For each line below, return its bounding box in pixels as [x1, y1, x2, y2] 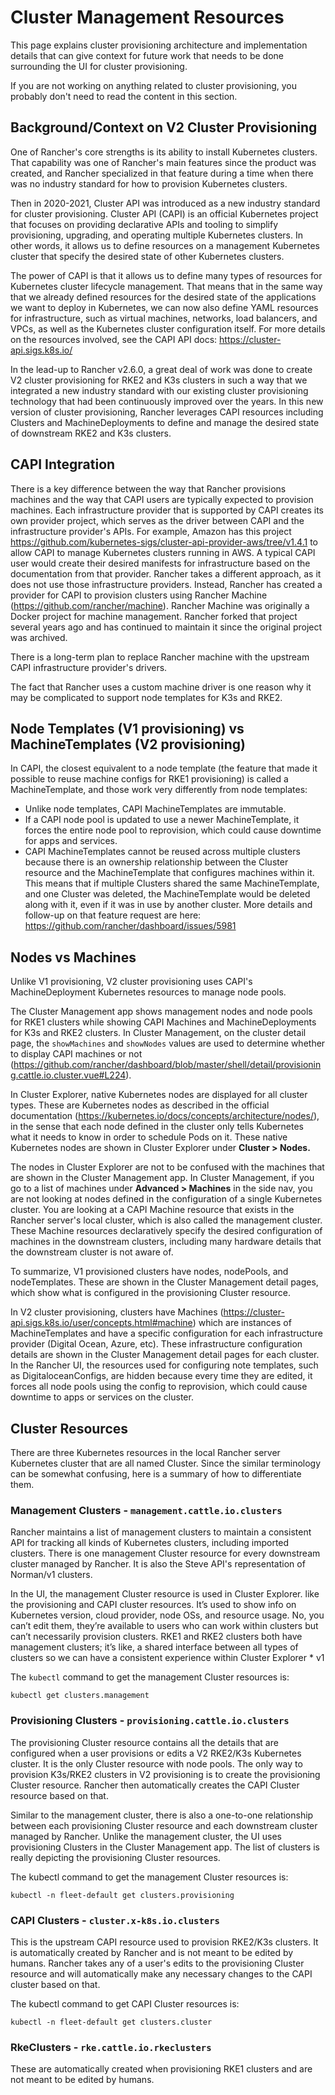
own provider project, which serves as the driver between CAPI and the [10, 514, 305, 526]
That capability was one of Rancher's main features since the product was [10, 156, 317, 168]
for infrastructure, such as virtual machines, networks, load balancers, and [10, 312, 318, 324]
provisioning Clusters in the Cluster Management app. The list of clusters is [10, 1841, 321, 1853]
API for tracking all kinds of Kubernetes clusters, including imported [10, 1537, 290, 1549]
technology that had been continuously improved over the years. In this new [10, 395, 324, 407]
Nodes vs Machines [10, 949, 137, 966]
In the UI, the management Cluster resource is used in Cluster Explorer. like [10, 1588, 320, 1600]
